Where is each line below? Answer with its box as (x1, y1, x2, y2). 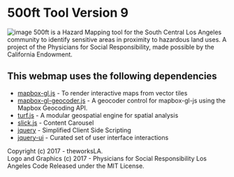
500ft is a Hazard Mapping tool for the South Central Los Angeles (34, 28, 222, 36)
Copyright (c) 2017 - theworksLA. (7, 146, 103, 155)
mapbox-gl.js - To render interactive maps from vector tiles (17, 88, 188, 97)
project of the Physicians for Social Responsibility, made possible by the (7, 43, 214, 51)
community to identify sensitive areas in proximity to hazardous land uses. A (7, 35, 227, 43)
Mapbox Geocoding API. (17, 103, 88, 112)
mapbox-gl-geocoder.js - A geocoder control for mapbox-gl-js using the (17, 96, 226, 105)
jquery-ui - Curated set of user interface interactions (17, 133, 169, 141)
